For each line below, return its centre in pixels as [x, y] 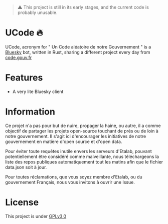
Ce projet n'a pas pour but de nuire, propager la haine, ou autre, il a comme [83, 125]
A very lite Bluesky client [38, 91]
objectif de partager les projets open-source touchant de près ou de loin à [82, 131]
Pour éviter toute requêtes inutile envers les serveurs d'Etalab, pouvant [78, 151]
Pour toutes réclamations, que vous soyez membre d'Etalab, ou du [74, 176]
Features [24, 78]
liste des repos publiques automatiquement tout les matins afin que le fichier [84, 161]
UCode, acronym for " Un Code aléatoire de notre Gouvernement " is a [78, 46]
